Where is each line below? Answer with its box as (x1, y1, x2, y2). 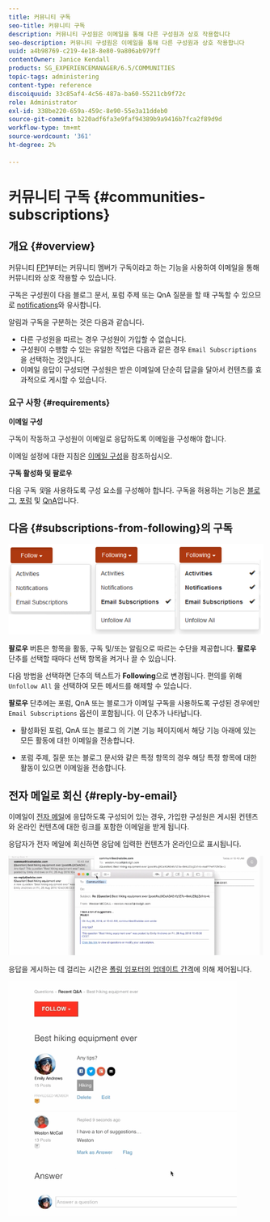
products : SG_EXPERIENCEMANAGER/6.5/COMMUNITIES (8, 65, 175, 73)
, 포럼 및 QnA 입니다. (15, 495, 79, 505)
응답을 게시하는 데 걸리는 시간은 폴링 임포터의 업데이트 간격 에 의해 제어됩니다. (8, 964, 252, 974)
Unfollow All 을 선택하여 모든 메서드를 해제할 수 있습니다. (8, 681, 192, 691)
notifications (16, 300, 59, 310)
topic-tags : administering (8, 73, 99, 81)
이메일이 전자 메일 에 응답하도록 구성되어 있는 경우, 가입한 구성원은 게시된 (8, 812, 237, 822)
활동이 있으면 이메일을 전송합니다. (19, 763, 127, 773)
